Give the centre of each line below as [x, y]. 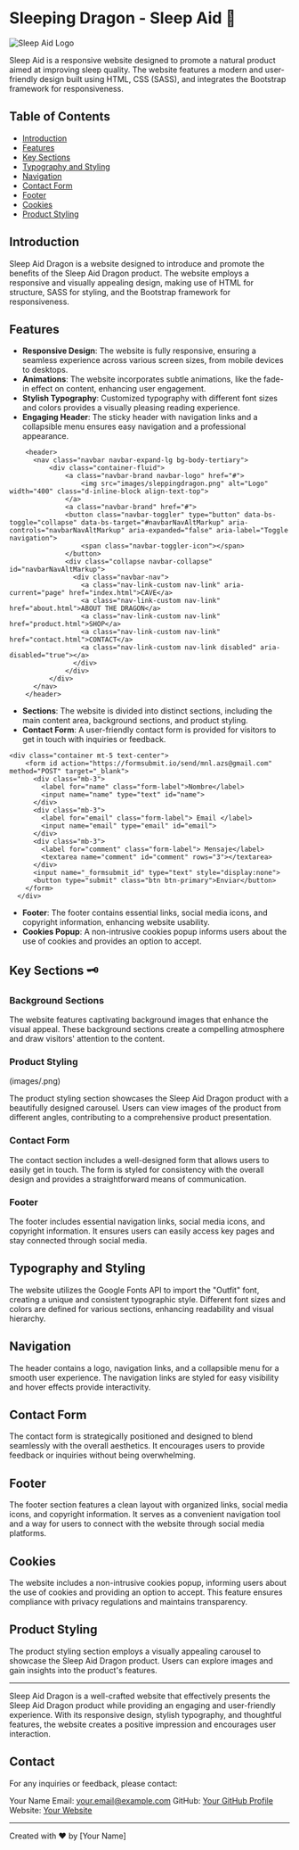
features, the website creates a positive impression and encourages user [143, 1724]
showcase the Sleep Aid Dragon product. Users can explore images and [141, 1660]
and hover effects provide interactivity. [80, 1387]
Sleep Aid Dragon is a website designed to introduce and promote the [137, 263]
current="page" [37, 593]
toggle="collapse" [43, 523]
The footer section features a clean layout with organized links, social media [149, 1505]
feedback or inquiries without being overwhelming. [102, 1455]
